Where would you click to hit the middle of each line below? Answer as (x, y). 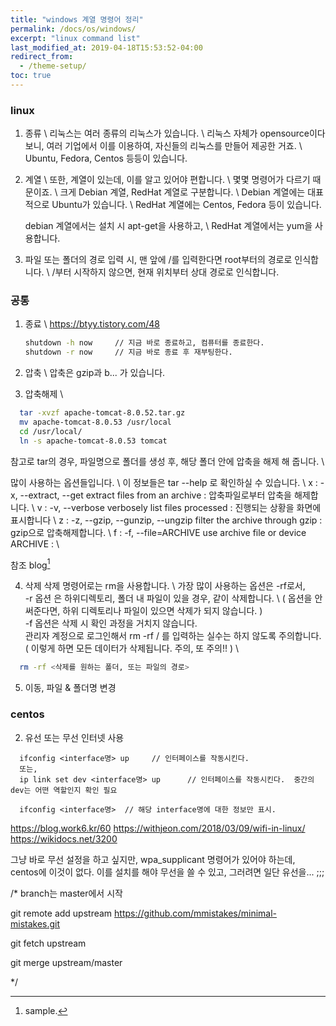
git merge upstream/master (66, 962)
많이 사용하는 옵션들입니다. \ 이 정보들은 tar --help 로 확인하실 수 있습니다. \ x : (164, 482)
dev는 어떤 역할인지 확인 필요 (64, 790)
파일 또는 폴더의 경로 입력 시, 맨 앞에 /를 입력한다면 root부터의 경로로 (158, 260)
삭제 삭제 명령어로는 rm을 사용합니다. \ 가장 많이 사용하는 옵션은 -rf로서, (165, 586)
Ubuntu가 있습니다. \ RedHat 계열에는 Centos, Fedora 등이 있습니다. (186, 205)
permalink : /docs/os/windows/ (73, 29)
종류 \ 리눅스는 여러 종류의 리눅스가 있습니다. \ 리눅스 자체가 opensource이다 (175, 133)
